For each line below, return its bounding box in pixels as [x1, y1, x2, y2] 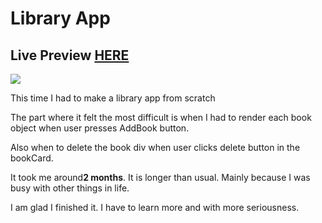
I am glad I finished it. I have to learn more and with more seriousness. [10, 202, 300, 213]
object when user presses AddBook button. [10, 122, 190, 134]
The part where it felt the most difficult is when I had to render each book [10, 112, 312, 123]
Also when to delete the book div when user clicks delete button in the [10, 142, 301, 153]
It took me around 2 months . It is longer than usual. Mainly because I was [10, 172, 311, 183]
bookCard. [10, 152, 54, 164]
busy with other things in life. [10, 182, 130, 194]
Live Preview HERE [10, 47, 130, 64]
